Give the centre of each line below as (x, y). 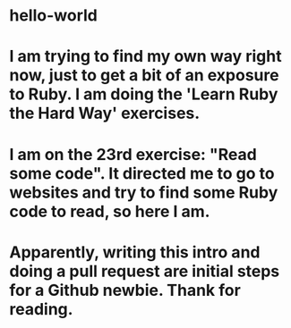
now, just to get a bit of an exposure (144, 76)
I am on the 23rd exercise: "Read (133, 154)
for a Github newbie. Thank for (125, 290)
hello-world (54, 16)
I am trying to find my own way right (145, 57)
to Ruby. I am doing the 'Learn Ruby (144, 94)
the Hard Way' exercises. (105, 114)
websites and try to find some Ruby (144, 192)
